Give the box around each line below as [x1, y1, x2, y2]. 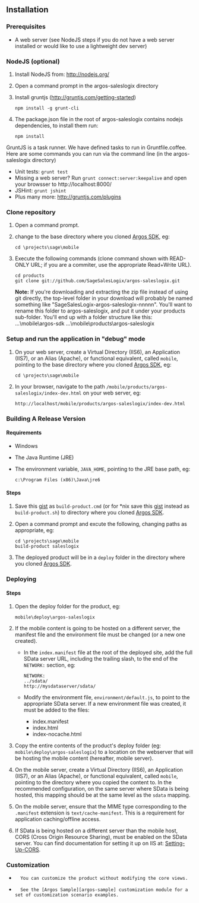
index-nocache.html [32, 731, 82, 738]
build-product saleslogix [14, 543, 79, 549]
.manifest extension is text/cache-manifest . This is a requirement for [14, 809, 185, 816]
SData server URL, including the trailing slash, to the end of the [23, 655, 178, 662]
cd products [14, 273, 45, 279]
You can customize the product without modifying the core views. [20, 876, 188, 882]
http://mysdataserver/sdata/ [23, 683, 96, 690]
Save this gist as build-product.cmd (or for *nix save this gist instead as [14, 502, 190, 510]
